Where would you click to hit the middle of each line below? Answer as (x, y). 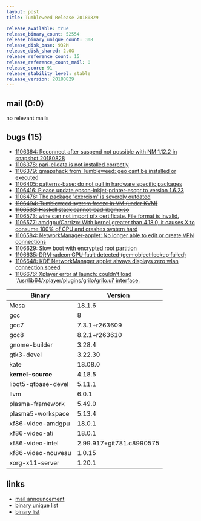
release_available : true (38, 28)
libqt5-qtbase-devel (39, 384)
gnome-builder (31, 344)
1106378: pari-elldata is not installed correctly (72, 165)
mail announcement (40, 499)
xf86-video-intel (34, 443)
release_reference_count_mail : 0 (48, 62)
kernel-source (31, 374)
